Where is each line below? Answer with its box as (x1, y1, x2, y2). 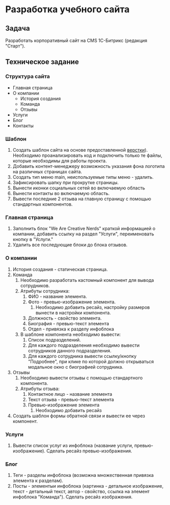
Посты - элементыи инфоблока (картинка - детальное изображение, (12, 483, 164, 489)
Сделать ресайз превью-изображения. (46, 448, 133, 454)
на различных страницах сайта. (12, 169, 83, 175)
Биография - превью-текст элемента (28, 320, 109, 326)
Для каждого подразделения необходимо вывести (28, 342, 140, 348)
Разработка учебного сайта (5, 4, 130, 15)
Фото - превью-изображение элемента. (28, 299, 116, 305)
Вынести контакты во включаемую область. (12, 190, 110, 196)
